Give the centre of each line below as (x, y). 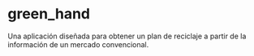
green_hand (49, 14)
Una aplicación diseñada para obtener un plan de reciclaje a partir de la (127, 36)
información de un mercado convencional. (78, 44)
